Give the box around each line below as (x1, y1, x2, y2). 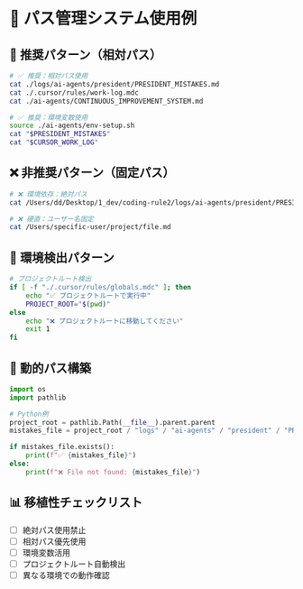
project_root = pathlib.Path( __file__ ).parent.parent (9, 418, 216, 427)
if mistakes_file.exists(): (9, 443, 115, 452)
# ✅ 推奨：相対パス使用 (9, 71, 88, 80)
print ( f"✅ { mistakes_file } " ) (25, 451, 137, 460)
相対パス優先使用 (22, 536, 87, 547)
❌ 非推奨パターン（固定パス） (9, 165, 175, 180)
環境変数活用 (22, 547, 70, 557)
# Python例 (9, 410, 50, 419)
